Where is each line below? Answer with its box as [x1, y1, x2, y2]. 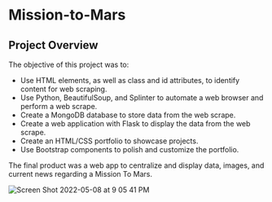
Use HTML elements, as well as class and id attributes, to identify [20, 76, 240, 85]
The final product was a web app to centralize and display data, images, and [8, 160, 265, 170]
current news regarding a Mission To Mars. [8, 169, 153, 178]
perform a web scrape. [20, 102, 98, 111]
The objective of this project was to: [8, 59, 129, 69]
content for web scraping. [20, 84, 107, 94]
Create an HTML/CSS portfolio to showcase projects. [20, 136, 199, 146]
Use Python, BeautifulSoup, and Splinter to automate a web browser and [20, 93, 264, 103]
